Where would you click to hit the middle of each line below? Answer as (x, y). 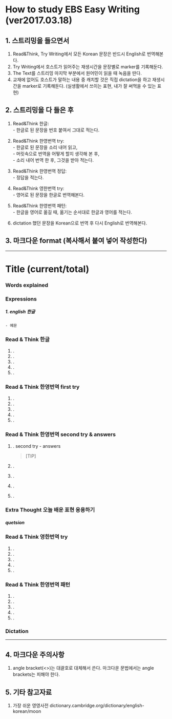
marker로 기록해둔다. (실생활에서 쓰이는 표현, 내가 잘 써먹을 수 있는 (89, 86)
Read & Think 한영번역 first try (42, 387)
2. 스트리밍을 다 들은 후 (40, 110)
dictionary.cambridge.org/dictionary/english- (97, 705)
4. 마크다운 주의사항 (35, 655)
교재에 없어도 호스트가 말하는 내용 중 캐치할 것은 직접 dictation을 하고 (82, 80)
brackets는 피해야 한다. (36, 674)
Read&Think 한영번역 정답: (40, 171)
